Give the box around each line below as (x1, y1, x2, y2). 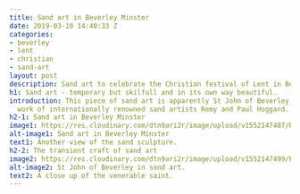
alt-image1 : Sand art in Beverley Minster (9, 130, 170, 139)
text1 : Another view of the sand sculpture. (9, 138, 178, 147)
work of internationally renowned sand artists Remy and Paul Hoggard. (17, 105, 290, 114)
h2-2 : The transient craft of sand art (9, 146, 158, 155)
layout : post (9, 72, 58, 80)
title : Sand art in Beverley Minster (9, 13, 150, 22)
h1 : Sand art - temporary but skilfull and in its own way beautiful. (9, 88, 278, 97)
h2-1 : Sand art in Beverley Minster (9, 113, 146, 122)
